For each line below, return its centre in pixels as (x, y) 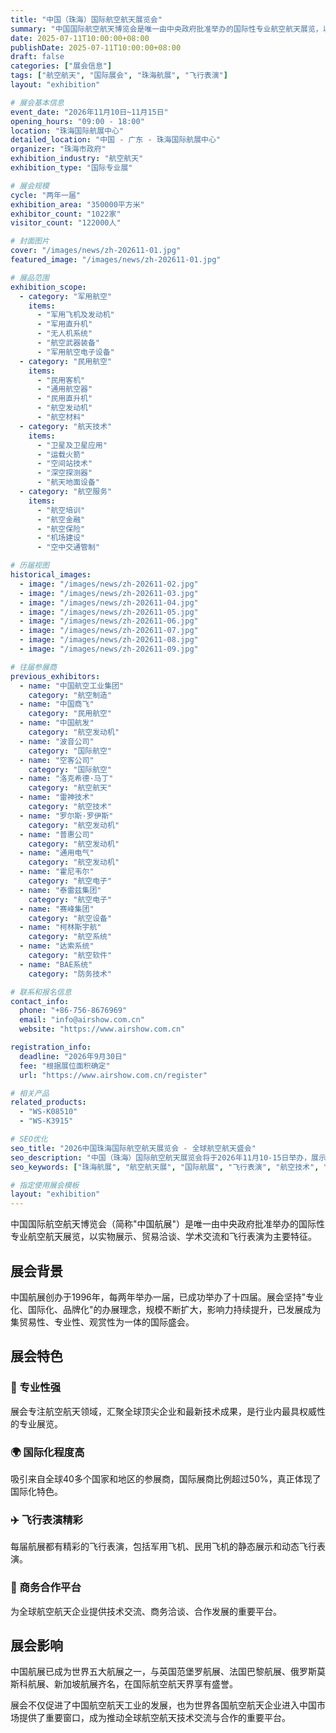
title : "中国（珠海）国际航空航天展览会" (86, 19)
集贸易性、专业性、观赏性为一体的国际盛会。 (102, 1322)
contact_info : (40, 1001)
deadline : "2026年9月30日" (73, 1056)
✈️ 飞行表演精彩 (46, 1519)
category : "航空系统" (70, 937)
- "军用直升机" (64, 324)
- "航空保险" (61, 529)
